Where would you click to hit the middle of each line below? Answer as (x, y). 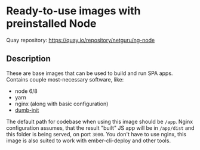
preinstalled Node (51, 24)
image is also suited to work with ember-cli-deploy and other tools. (89, 140)
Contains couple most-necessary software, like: (65, 79)
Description (28, 59)
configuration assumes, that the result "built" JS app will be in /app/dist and (100, 128)
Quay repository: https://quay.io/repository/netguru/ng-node (81, 40)
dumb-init (27, 110)
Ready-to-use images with (73, 11)
